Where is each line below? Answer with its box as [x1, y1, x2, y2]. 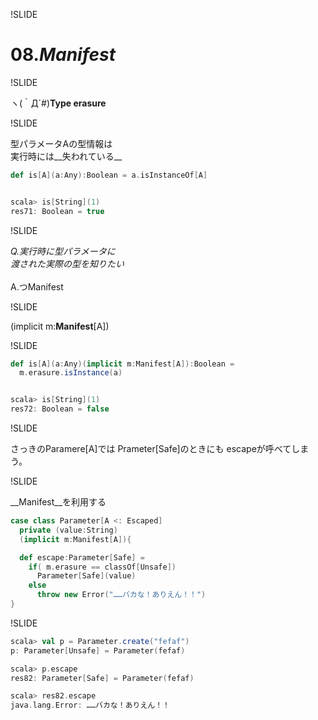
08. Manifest [10, 44, 116, 66]
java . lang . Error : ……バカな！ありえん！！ [10, 700, 170, 711]
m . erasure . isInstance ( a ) [19, 368, 123, 378]
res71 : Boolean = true [10, 206, 105, 216]
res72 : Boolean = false [10, 404, 110, 414]
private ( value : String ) [19, 525, 118, 535]
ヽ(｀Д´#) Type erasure [10, 97, 107, 109]
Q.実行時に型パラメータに [10, 245, 116, 257]
